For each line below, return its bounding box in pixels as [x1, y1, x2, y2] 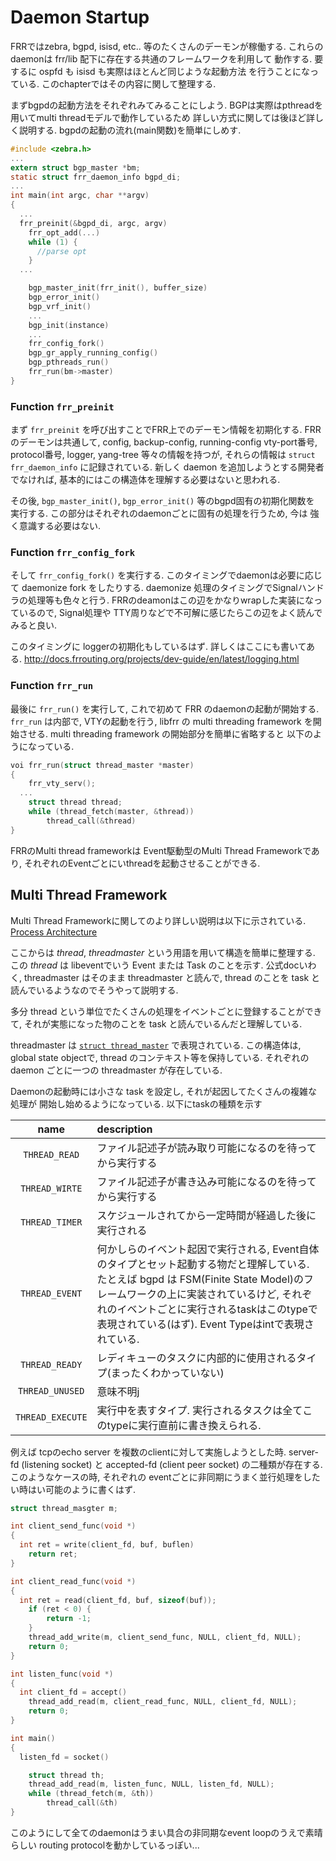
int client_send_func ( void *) [10, 1521, 137, 1531]
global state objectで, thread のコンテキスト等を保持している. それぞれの [10, 1051, 310, 1063]
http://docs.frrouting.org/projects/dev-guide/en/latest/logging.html [23, 653, 300, 665]
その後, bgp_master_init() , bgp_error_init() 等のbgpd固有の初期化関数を [10, 495, 315, 507]
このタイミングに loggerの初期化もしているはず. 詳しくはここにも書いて [10, 641, 307, 653]
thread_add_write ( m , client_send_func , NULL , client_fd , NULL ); [28, 1632, 302, 1643]
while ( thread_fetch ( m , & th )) [28, 1789, 155, 1799]
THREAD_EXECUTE [15, 1411, 88, 1423]
